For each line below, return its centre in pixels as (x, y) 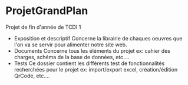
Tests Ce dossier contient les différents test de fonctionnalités (89, 63)
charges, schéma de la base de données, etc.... (72, 57)
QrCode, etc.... (32, 76)
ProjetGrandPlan (47, 11)
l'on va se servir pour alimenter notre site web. (70, 45)
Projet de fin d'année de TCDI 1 (43, 27)
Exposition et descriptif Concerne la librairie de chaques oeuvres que (98, 38)
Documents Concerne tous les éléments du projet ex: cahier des (92, 50)
